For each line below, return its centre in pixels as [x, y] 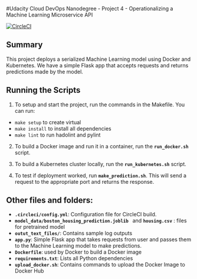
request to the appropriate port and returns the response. [84, 181]
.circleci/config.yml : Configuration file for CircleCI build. [86, 215]
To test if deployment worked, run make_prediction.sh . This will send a [101, 175]
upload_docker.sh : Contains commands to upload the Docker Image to [100, 265]
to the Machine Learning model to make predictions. [78, 246]
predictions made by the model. [45, 72]
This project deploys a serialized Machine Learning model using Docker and [98, 59]
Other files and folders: [50, 200]
